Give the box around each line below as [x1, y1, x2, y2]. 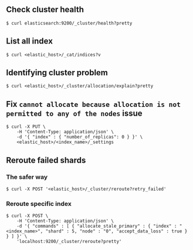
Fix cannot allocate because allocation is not [6, 99, 181, 109]
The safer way [6, 173, 48, 181]
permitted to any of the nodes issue [6, 108, 143, 118]
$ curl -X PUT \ [6, 124, 46, 130]
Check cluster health [6, 5, 84, 15]
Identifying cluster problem [6, 67, 109, 78]
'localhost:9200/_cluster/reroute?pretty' [16, 239, 122, 245]
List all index [6, 36, 53, 46]
